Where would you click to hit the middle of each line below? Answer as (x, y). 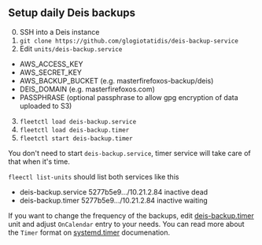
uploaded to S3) (46, 106)
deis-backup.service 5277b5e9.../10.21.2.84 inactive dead (114, 191)
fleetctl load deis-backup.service (78, 121)
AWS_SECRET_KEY (51, 72)
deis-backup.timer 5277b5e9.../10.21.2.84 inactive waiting (114, 200)
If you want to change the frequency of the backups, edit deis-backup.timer (131, 215)
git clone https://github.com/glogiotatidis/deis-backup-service (129, 41)
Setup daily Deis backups (72, 13)
